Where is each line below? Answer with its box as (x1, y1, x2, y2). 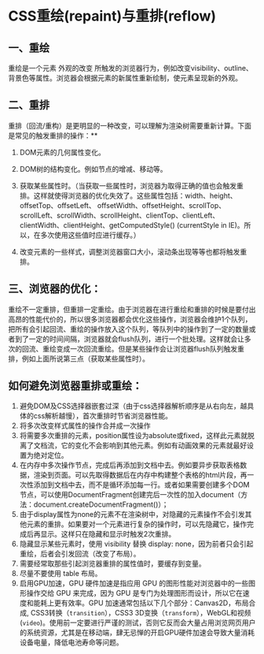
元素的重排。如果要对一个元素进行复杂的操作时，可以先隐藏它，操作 (26, 519, 247, 529)
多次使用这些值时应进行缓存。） (40, 230, 141, 240)
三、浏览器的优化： (8, 282, 101, 295)
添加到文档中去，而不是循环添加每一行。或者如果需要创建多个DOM (33, 480, 250, 489)
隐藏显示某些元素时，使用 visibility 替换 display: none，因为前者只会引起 (19, 539, 254, 548)
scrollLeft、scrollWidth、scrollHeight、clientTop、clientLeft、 (19, 210, 220, 220)
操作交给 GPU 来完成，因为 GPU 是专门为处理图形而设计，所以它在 (26, 589, 244, 598)
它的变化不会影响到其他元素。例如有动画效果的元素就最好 (60, 440, 247, 450)
